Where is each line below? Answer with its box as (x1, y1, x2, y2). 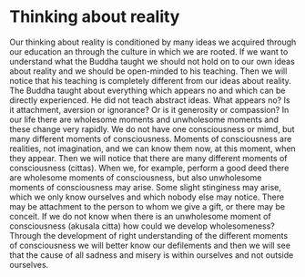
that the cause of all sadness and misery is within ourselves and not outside (9, 249, 294, 261)
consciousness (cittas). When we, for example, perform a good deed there (9, 162, 290, 173)
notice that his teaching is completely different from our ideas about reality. (9, 75, 291, 86)
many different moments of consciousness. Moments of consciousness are (9, 133, 292, 144)
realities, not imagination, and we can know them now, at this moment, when (9, 143, 296, 154)
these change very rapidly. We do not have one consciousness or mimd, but (9, 123, 295, 134)
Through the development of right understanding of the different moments (9, 230, 289, 241)
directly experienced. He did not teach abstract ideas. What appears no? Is (9, 94, 290, 106)
